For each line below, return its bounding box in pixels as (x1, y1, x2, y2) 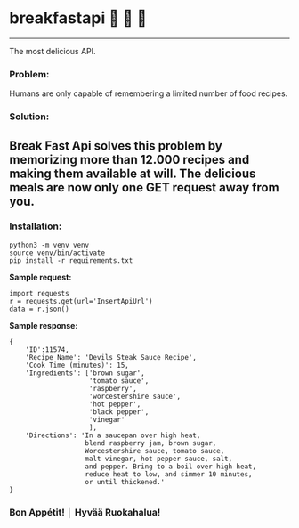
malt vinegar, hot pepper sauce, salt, (85, 454, 233, 463)
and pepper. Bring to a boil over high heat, (85, 462, 256, 471)
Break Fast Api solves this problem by (9, 138, 222, 153)
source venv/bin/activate (9, 248, 105, 257)
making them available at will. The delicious (9, 166, 256, 181)
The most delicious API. (9, 45, 96, 56)
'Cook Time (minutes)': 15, (25, 361, 129, 370)
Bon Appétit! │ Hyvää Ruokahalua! (9, 506, 161, 518)
